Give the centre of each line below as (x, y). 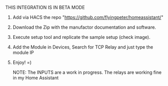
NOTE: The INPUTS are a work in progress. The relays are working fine (87, 72)
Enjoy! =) (22, 62)
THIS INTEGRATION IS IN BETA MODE (45, 7)
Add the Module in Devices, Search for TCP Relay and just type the (83, 47)
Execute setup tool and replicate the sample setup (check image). (81, 37)
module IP (23, 52)
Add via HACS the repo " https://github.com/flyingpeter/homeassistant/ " (88, 17)
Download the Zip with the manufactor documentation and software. (84, 27)
